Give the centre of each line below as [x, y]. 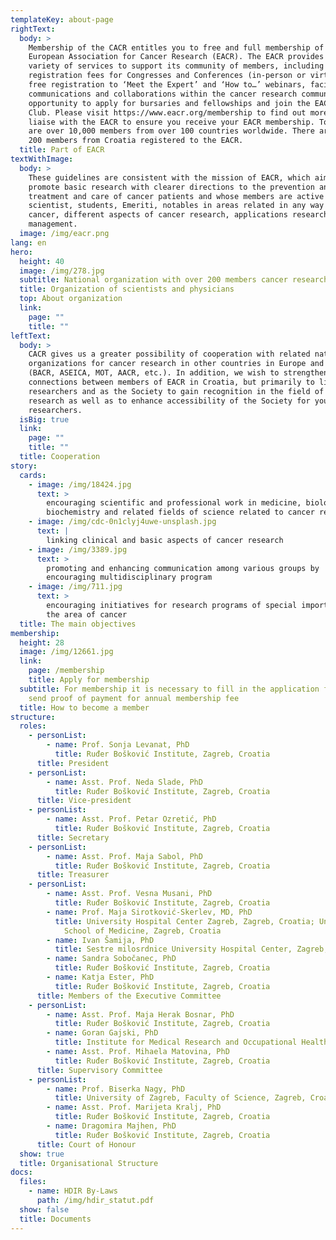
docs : [21, 1172]
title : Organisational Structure [89, 1163]
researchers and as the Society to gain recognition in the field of [176, 391]
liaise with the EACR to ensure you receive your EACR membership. [171, 122]
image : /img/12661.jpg [66, 652]
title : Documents [55, 1219]
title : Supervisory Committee [99, 1070]
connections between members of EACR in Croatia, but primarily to [171, 382]
